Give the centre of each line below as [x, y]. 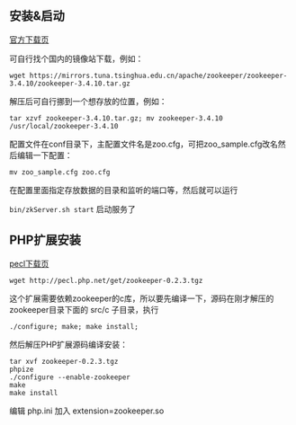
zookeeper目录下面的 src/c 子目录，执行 [84, 309]
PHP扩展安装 [45, 240]
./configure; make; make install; [74, 326]
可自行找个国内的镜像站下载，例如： [76, 58]
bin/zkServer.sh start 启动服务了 [73, 208]
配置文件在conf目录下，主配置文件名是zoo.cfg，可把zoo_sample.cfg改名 [144, 144]
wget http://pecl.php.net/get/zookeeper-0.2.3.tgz [106, 280]
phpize [22, 369]
